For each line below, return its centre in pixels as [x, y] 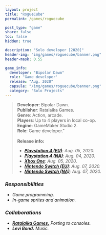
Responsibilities [24, 184]
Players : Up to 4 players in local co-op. [56, 120]
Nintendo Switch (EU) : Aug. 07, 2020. [63, 166]
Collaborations [23, 212]
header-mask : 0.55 [24, 59]
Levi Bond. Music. [30, 229]
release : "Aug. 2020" [32, 82]
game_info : [16, 68]
